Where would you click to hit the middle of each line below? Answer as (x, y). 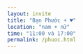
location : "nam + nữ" (39, 27)
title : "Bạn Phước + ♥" (42, 20)
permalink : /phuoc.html (42, 40)
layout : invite (29, 14)
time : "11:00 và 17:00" (42, 33)
